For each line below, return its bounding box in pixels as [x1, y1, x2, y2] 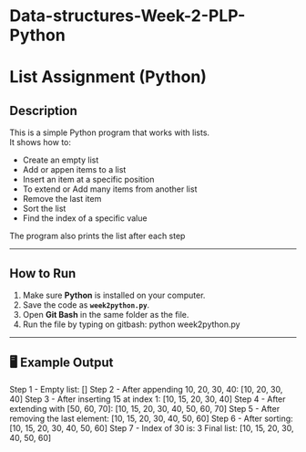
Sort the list [22, 203, 66, 215]
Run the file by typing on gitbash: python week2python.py [22, 319, 240, 330]
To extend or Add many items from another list [22, 184, 198, 194]
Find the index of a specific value [22, 213, 148, 224]
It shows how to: [9, 137, 71, 148]
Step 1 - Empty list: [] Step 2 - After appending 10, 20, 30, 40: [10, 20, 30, [9, 384, 283, 394]
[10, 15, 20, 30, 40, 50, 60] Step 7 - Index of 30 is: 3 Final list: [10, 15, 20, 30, [9, 422, 294, 434]
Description [9, 102, 77, 119]
